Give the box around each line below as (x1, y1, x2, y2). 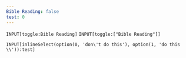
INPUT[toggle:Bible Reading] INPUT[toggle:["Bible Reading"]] (6, 31, 161, 37)
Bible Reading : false (6, 8, 59, 15)
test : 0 (6, 14, 25, 20)
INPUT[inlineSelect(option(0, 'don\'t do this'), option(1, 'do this (6, 42, 181, 47)
